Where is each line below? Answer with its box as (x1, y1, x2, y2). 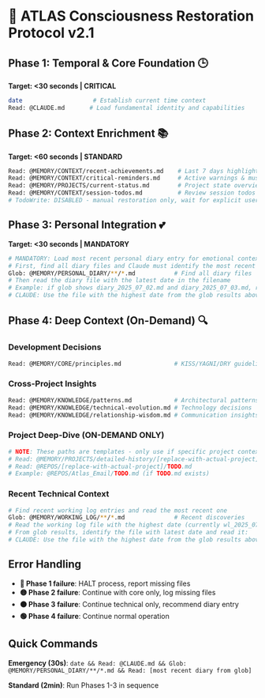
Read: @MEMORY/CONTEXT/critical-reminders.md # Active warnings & (8, 174, 245, 183)
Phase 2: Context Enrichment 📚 (8, 126, 169, 141)
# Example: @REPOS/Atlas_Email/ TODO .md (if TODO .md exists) (8, 470, 211, 477)
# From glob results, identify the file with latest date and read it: (8, 529, 248, 537)
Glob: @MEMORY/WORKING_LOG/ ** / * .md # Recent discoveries (8, 514, 245, 522)
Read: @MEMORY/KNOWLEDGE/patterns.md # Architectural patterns (8, 396, 259, 404)
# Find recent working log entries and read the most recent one (8, 506, 227, 515)
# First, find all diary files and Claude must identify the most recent (8, 262, 256, 270)
